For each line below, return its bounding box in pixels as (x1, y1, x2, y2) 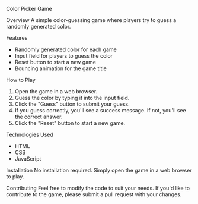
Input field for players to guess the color (14, 52, 113, 59)
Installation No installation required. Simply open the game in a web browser (6, 167, 192, 174)
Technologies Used (6, 131, 53, 138)
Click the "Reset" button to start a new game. (14, 120, 126, 127)
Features (6, 34, 28, 41)
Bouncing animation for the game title (14, 65, 107, 72)
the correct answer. (14, 113, 63, 120)
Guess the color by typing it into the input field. (14, 95, 130, 101)
